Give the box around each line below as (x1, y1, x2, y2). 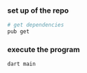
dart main (7, 60, 36, 68)
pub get (7, 28, 30, 35)
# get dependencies (7, 22, 65, 29)
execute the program (7, 44, 81, 54)
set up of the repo (7, 6, 69, 15)
